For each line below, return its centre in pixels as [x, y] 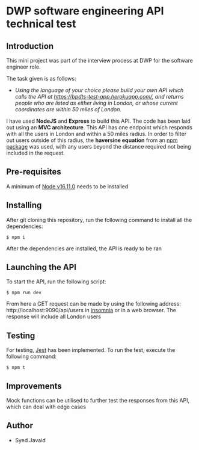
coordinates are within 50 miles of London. [68, 109]
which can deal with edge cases [46, 407]
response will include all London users [54, 316]
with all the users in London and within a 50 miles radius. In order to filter [96, 134]
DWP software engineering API [85, 11]
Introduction [30, 46]
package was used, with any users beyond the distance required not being [99, 146]
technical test [41, 24]
